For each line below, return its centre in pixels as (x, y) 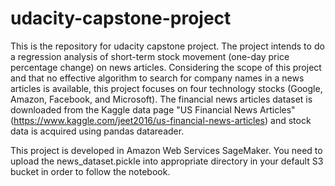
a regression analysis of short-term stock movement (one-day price (150, 56)
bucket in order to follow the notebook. (90, 171)
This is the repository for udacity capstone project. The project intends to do (167, 46)
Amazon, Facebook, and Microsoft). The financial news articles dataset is (161, 99)
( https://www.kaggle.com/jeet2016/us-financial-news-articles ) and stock (161, 120)
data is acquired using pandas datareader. (97, 131)
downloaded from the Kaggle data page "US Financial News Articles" (153, 109)
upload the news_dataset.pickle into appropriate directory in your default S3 (167, 161)
